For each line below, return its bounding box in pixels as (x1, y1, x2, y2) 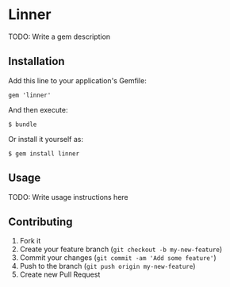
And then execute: (8, 105, 68, 114)
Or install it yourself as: (8, 134, 83, 143)
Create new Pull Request (19, 270, 101, 279)
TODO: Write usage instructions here (8, 192, 128, 201)
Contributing (8, 215, 73, 228)
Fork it (19, 236, 41, 246)
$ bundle (8, 121, 37, 128)
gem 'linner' (8, 91, 52, 99)
